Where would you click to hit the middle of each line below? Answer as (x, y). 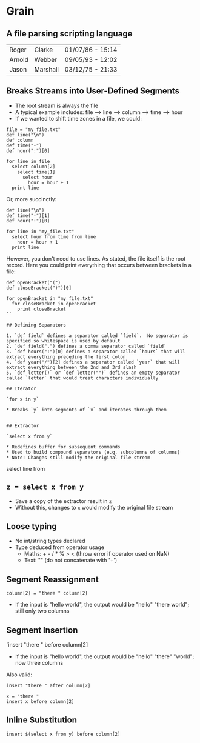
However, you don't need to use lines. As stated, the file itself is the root (96, 258)
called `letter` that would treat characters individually (82, 378)
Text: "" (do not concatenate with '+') (71, 560)
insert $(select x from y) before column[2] (63, 734)
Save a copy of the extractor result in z (63, 501)
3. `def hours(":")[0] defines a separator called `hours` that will (96, 352)
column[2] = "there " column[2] (47, 593)
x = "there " (23, 696)
